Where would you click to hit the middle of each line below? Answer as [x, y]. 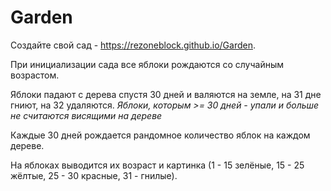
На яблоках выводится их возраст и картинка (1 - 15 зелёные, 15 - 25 [157, 165]
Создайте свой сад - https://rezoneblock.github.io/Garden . [133, 45]
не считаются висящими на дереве [86, 115]
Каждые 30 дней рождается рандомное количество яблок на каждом [160, 135]
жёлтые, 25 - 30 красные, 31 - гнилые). [94, 175]
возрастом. [35, 75]
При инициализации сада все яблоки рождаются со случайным [147, 64]
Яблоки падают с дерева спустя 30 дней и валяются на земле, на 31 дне [166, 94]
